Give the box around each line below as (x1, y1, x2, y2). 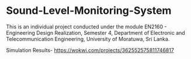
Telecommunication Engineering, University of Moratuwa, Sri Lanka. (6, 35, 170, 42)
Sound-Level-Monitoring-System (6, 4, 172, 17)
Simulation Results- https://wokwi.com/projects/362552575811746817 (6, 46, 174, 53)
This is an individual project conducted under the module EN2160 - (6, 23, 167, 30)
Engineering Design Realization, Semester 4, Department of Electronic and (6, 29, 185, 36)
